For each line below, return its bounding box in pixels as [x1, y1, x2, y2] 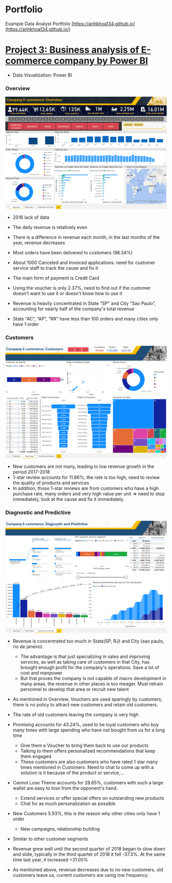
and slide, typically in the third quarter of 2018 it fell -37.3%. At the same [12, 851, 165, 857]
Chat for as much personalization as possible [20, 800, 116, 807]
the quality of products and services [12, 479, 90, 486]
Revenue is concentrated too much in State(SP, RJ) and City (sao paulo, [12, 638, 164, 644]
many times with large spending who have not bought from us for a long [12, 727, 165, 733]
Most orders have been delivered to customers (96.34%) [12, 250, 133, 256]
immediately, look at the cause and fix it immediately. [12, 496, 124, 502]
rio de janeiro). [12, 644, 44, 650]
